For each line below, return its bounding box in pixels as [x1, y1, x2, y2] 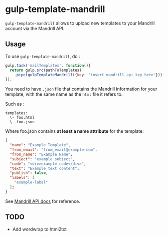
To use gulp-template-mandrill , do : [5, 53, 80, 59]
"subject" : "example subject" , [10, 156, 75, 161]
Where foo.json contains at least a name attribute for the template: [5, 128, 144, 134]
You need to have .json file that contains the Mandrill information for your [5, 86, 157, 92]
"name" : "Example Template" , [10, 143, 71, 148]
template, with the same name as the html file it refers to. [5, 91, 123, 97]
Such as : [5, 101, 25, 107]
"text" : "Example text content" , [10, 166, 80, 171]
